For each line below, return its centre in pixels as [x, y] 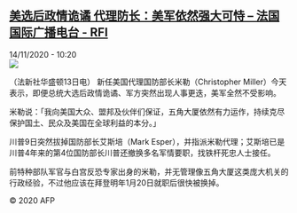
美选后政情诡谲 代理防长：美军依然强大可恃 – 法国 [145, 16]
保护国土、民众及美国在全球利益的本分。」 [85, 122]
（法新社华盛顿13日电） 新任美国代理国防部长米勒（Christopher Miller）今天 [148, 82]
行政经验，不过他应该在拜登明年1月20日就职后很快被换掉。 [117, 182]
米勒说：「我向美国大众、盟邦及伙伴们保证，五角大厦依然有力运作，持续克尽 [147, 111]
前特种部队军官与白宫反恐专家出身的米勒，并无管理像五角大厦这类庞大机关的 [149, 171]
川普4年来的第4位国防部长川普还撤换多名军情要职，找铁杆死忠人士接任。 [143, 153]
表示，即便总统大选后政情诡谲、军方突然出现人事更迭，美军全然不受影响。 [145, 92]
